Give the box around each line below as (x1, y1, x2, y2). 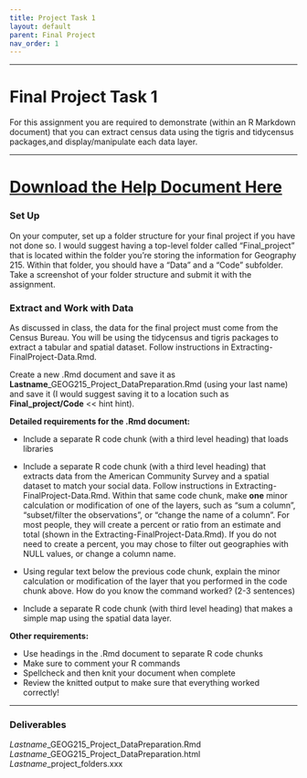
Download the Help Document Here (9, 177, 283, 197)
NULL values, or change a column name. (22, 548, 176, 559)
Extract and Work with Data (9, 301, 134, 314)
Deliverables (9, 718, 67, 731)
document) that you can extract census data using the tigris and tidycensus (9, 127, 294, 138)
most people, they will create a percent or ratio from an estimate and (22, 519, 281, 530)
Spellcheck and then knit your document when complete (22, 668, 236, 678)
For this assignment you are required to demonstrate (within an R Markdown (9, 117, 296, 128)
